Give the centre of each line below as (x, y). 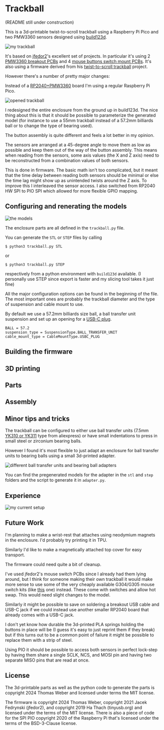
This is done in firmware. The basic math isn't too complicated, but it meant (82, 170)
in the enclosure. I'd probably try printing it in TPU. (56, 540)
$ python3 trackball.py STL (34, 246)
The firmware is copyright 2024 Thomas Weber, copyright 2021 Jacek (76, 702)
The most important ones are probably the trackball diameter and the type (80, 299)
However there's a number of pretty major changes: (57, 76)
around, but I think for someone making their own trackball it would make (79, 579)
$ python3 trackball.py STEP (35, 265)
